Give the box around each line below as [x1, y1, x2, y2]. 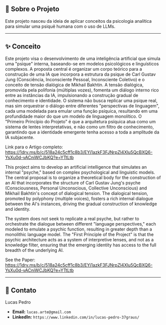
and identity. [5, 206, 31, 212]
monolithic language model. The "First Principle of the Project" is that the [5, 231, 154, 237]
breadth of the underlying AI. [5, 247, 64, 253]
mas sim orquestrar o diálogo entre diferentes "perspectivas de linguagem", [5, 102, 160, 109]
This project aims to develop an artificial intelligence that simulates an [5, 164, 147, 170]
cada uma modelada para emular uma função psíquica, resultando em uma [5, 108, 158, 114]
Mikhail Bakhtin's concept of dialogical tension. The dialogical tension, [5, 190, 148, 196]
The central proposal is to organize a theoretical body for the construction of [5, 174, 161, 181]
